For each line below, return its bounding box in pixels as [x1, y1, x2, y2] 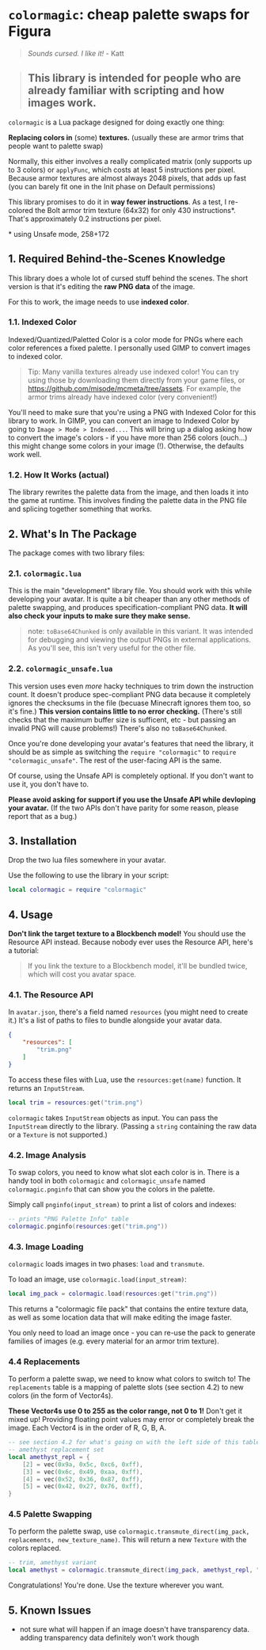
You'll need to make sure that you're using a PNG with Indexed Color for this [8, 407, 256, 417]
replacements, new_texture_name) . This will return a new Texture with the [8, 1535, 247, 1545]
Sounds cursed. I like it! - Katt [27, 48, 124, 58]
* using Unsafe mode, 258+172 [8, 229, 109, 238]
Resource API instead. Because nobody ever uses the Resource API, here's [8, 937, 253, 947]
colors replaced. [8, 1543, 62, 1553]
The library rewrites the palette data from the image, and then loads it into [8, 487, 249, 497]
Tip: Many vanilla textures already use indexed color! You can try [27, 367, 239, 376]
